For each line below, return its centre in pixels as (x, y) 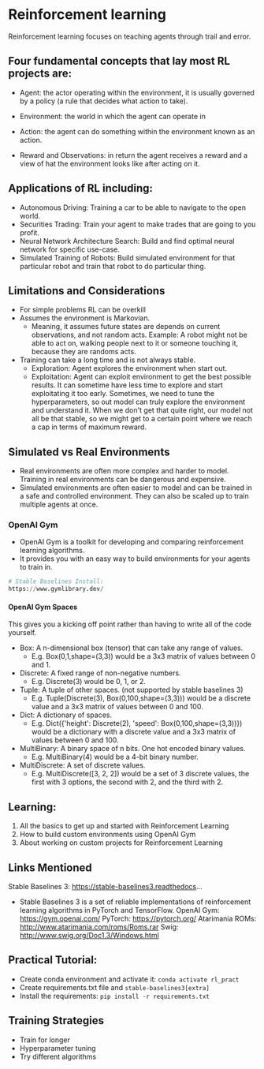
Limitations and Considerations (87, 291)
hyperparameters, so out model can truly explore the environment (138, 402)
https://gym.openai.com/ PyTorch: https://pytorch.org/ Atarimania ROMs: (138, 919)
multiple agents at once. (59, 505)
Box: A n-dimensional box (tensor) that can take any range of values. (131, 648)
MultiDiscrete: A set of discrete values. (82, 765)
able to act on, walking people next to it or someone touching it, (135, 343)
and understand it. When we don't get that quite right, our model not (142, 410)
